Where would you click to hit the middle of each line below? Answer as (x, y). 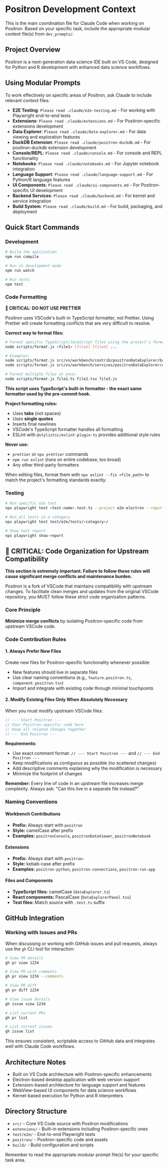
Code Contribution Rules (36, 639)
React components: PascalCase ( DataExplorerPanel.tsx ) (72, 897)
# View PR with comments (31, 972)
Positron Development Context (70, 9)
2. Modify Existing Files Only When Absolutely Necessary (66, 700)
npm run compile (22, 257)
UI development (46, 190)
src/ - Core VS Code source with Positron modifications (70, 1123)
